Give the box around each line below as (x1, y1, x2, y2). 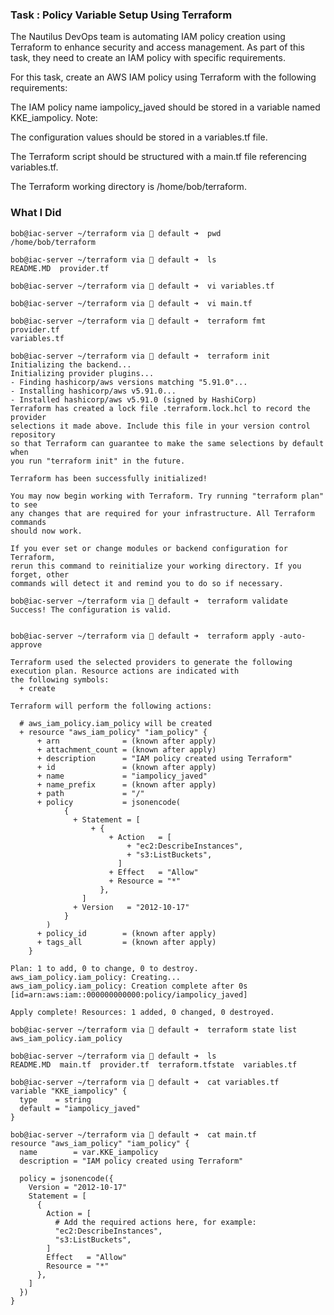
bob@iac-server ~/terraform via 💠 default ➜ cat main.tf (10, 1129, 257, 1140)
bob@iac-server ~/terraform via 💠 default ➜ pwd (10, 228, 222, 238)
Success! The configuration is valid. (10, 604, 172, 615)
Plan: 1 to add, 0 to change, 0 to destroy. (10, 963, 199, 973)
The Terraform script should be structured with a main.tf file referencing (10, 151, 307, 163)
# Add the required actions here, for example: (54, 1217, 257, 1227)
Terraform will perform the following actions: (10, 701, 213, 711)
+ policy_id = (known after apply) (36, 928, 217, 938)
